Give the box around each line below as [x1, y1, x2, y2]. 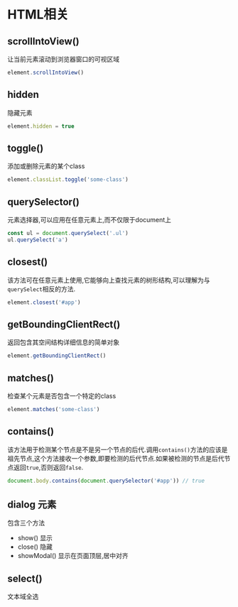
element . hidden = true [7, 122, 75, 130]
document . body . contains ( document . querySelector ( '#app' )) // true [7, 477, 205, 484]
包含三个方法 [7, 519, 45, 527]
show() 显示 [17, 534, 53, 542]
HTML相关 [7, 6, 69, 23]
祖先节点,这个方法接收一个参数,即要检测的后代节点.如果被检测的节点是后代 [7, 454, 225, 462]
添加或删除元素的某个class [7, 162, 85, 170]
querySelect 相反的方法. [7, 285, 76, 293]
